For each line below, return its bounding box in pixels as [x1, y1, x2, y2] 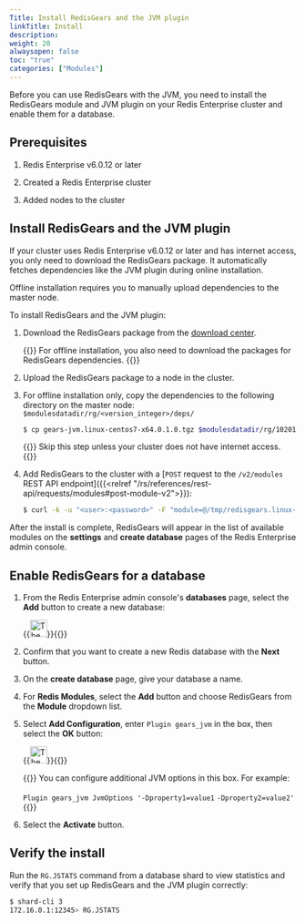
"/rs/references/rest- [133, 478, 212, 489]
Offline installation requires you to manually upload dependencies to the [9, 282, 280, 292]
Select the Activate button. [22, 819, 125, 830]
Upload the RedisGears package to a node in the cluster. [22, 372, 235, 383]
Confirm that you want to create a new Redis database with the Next [22, 646, 280, 657]
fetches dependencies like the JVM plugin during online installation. [9, 264, 264, 275]
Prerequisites [9, 135, 87, 150]
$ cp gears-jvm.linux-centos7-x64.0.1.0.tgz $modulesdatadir [22, 425, 260, 434]
